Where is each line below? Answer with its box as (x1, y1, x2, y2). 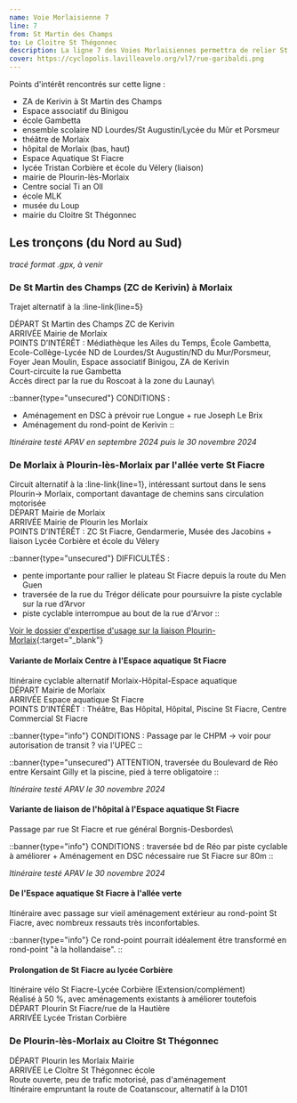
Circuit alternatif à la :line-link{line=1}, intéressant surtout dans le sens (9, 479, 267, 490)
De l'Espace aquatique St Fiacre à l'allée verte (9, 888, 182, 899)
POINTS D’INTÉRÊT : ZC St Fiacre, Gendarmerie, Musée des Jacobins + (9, 526, 273, 537)
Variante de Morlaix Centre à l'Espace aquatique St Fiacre (9, 655, 227, 666)
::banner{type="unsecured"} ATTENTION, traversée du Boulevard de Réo (9, 757, 278, 767)
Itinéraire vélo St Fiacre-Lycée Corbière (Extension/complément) (9, 985, 246, 995)
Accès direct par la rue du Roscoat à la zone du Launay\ (9, 376, 215, 386)
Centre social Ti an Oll (21, 182, 104, 191)
